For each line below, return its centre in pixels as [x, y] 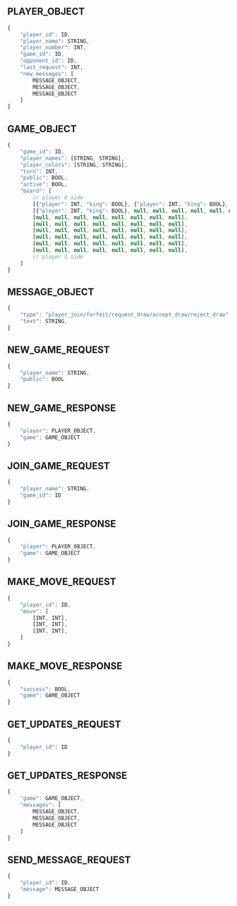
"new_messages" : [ [47, 73]
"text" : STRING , [44, 322]
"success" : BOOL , [45, 689]
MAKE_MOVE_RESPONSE [65, 666]
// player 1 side [58, 257]
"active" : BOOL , [44, 184]
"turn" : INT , [39, 171]
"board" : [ [36, 191]
